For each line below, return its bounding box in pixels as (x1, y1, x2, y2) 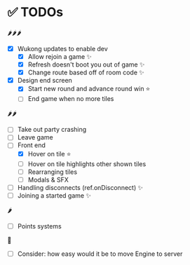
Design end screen (17, 76, 72, 85)
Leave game (17, 133, 54, 142)
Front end (17, 141, 46, 149)
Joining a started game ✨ (17, 191, 91, 200)
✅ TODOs (7, 4, 64, 20)
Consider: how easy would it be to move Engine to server (17, 250, 183, 258)
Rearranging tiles (27, 168, 78, 176)
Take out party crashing (17, 125, 87, 134)
